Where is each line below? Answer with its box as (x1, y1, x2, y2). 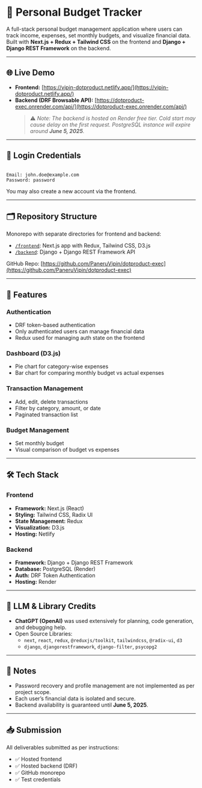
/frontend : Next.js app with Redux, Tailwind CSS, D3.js (14, 242, 151, 249)
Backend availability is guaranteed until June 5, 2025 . (14, 701, 148, 708)
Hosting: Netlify (14, 530, 55, 537)
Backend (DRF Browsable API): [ (14, 96, 97, 104)
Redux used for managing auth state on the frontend (14, 334, 145, 342)
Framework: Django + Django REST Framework (14, 558, 133, 566)
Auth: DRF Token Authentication (14, 572, 96, 579)
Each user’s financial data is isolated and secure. (14, 695, 136, 702)
